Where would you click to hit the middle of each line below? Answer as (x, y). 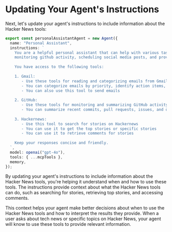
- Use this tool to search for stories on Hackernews (80, 124)
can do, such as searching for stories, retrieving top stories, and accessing (84, 193)
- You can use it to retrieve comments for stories (78, 133)
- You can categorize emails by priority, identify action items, (94, 86)
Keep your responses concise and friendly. (62, 143)
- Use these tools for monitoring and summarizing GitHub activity (95, 105)
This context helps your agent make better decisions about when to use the (85, 208)
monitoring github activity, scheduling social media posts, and (86, 57)
